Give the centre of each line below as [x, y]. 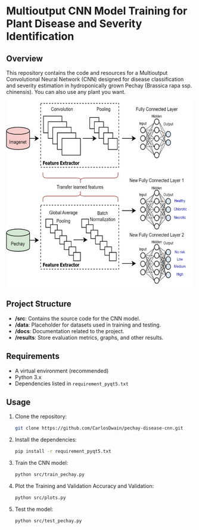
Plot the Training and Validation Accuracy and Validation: [84, 486]
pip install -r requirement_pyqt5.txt [63, 452]
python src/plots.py [40, 498]
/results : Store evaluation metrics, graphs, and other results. [89, 337]
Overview [25, 58]
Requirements [33, 356]
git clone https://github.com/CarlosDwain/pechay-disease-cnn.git [99, 428]
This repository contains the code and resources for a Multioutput [87, 73]
